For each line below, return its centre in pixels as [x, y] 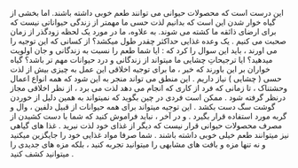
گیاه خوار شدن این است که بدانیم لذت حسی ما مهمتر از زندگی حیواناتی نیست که [143, 22]
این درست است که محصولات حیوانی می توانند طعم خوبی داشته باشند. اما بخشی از [147, 13]
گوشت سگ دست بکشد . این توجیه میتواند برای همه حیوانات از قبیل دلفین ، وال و [143, 107]
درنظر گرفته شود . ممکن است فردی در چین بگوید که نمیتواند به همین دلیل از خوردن [148, 97]
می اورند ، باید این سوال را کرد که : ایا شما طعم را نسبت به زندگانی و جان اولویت [144, 50]
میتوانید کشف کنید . [42, 153]
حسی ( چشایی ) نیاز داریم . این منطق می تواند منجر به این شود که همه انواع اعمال [146, 78]
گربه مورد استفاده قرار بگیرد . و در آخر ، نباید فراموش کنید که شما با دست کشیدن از [149, 116]
